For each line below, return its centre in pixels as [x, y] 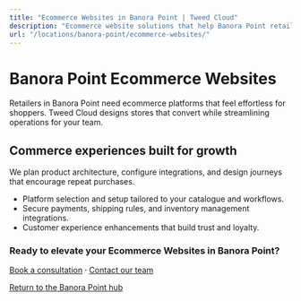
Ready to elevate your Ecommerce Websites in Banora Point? [145, 251]
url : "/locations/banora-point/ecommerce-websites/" [110, 34]
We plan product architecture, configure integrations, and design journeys [146, 172]
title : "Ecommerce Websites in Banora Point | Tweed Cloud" [124, 17]
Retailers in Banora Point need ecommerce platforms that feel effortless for [148, 103]
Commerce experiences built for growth [123, 150]
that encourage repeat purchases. [72, 182]
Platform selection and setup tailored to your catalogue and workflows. [153, 199]
